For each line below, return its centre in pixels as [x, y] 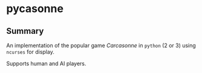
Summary [25, 31]
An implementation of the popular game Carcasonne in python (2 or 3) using [101, 45]
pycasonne [35, 9]
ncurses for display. [30, 52]
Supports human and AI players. [46, 63]
